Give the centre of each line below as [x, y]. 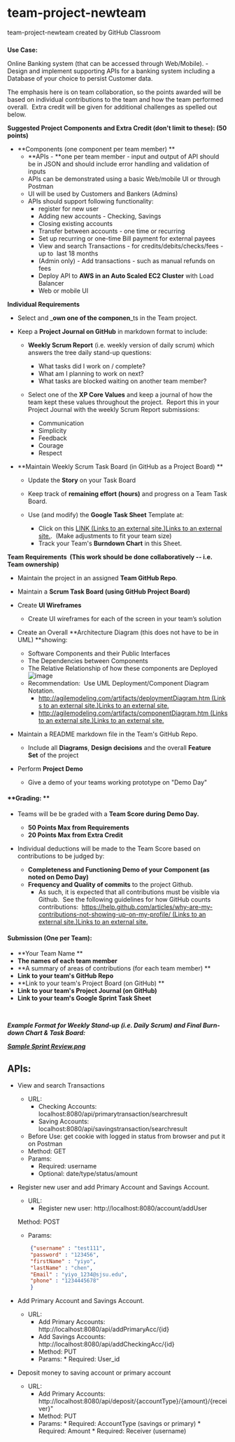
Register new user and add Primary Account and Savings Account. [113, 1187]
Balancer [51, 283]
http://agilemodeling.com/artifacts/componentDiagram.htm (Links [133, 713]
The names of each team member [67, 961]
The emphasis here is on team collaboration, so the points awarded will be [114, 92]
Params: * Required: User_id [79, 1359]
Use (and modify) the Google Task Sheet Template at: [106, 514]
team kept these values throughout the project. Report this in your [123, 402]
